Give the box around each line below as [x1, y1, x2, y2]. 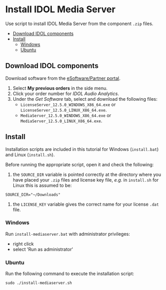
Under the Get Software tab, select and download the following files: [12, 96, 158, 102]
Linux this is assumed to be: [12, 182, 72, 188]
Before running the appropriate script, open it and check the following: [5, 161, 154, 167]
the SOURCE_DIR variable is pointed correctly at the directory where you [12, 171, 161, 177]
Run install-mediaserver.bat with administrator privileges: [5, 231, 130, 237]
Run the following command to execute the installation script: [5, 271, 134, 277]
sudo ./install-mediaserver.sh [5, 280, 72, 286]
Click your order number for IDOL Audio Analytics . [12, 91, 119, 97]
